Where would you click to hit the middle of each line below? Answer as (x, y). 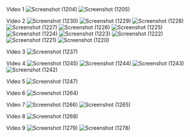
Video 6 (16, 93)
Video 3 (16, 52)
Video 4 (16, 63)
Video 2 (16, 21)
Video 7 (16, 105)
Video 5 (16, 81)
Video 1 (15, 9)
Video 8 (16, 116)
